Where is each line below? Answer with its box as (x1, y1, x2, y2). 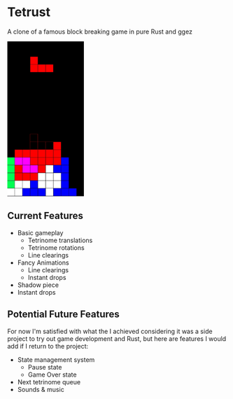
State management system (17, 355, 95, 364)
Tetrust (7, 4, 51, 20)
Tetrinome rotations (27, 243, 85, 252)
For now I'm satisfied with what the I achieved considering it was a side (7, 327, 213, 335)
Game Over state (27, 370, 77, 379)
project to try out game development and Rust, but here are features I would (7, 334, 227, 343)
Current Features (7, 210, 84, 222)
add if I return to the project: (7, 342, 89, 350)
